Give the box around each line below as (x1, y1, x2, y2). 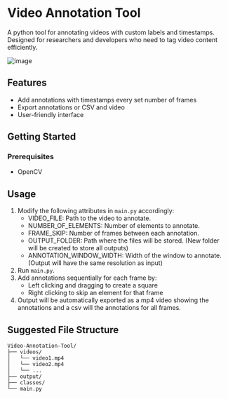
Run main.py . (17, 266, 55, 275)
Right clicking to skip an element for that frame (27, 289, 163, 297)
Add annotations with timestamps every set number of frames (17, 95, 197, 104)
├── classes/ (7, 379, 46, 386)
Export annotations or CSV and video (17, 103, 125, 111)
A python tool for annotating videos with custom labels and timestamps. (7, 28, 215, 36)
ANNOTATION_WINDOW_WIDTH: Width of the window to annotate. (27, 251, 222, 260)
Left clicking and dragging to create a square (27, 281, 158, 290)
